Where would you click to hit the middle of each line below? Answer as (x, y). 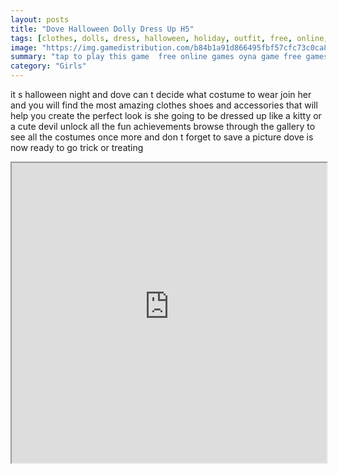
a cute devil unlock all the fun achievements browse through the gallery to (163, 126)
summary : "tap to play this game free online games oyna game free (156, 57)
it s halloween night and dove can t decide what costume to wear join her (161, 94)
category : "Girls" (48, 66)
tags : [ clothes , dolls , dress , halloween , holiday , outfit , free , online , (169, 38)
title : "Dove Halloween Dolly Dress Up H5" (102, 29)
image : (24, 47)
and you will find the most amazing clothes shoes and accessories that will (164, 105)
